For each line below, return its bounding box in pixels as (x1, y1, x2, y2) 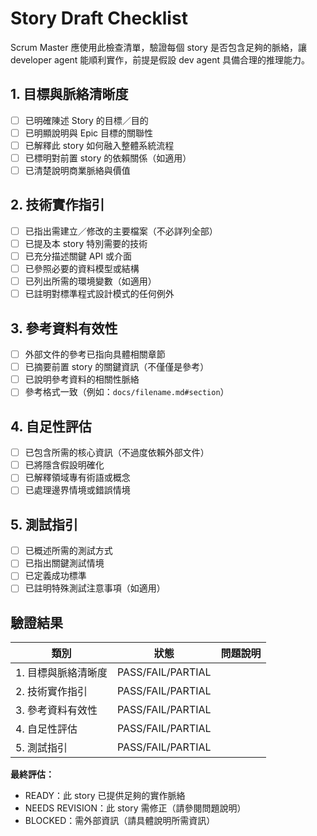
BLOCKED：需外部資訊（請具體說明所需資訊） (24, 815, 216, 827)
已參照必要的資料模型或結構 (24, 263, 140, 275)
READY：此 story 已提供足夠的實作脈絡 (24, 790, 186, 802)
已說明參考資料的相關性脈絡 (24, 373, 140, 386)
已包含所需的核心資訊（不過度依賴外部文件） (24, 447, 210, 459)
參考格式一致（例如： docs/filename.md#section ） (24, 386, 230, 398)
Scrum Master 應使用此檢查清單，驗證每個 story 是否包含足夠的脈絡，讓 (10, 41, 307, 53)
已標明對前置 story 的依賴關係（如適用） (24, 152, 192, 164)
